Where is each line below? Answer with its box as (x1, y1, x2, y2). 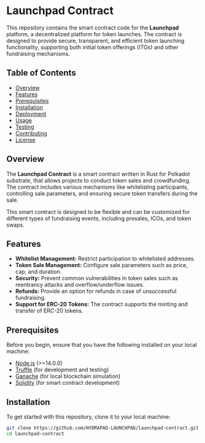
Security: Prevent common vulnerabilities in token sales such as (15, 275, 178, 282)
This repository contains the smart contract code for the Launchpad (6, 24, 179, 31)
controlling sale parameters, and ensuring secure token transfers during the (6, 189, 198, 197)
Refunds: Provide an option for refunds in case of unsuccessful (15, 287, 177, 295)
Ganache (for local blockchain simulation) (15, 373, 121, 380)
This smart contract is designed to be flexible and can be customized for (6, 208, 190, 215)
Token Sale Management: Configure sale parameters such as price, (15, 262, 188, 269)
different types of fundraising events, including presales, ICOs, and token (6, 214, 191, 222)
